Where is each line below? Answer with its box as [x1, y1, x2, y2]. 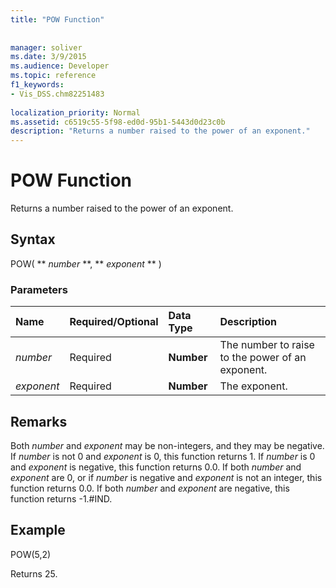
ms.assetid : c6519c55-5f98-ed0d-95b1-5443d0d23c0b [10, 117, 226, 127]
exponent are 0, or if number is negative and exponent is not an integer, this [10, 471, 323, 483]
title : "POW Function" [10, 14, 105, 25]
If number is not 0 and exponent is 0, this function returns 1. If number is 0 [10, 450, 316, 462]
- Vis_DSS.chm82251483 [10, 89, 105, 99]
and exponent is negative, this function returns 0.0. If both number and [10, 461, 302, 473]
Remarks [10, 413, 68, 430]
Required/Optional [69, 315, 159, 329]
